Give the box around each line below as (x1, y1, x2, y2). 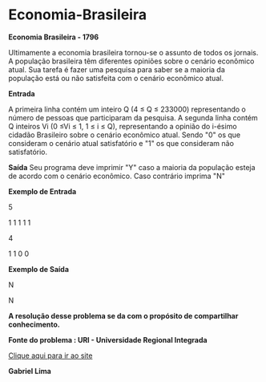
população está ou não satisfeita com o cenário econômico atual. (8, 73, 224, 83)
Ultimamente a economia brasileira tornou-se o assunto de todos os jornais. (8, 47, 259, 57)
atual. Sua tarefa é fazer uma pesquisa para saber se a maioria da (8, 64, 226, 74)
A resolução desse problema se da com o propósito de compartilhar (8, 311, 239, 320)
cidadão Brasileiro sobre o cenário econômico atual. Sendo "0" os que (8, 130, 241, 140)
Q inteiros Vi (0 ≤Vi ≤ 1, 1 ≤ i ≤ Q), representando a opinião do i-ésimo (8, 121, 238, 131)
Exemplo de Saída (8, 264, 70, 274)
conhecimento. (8, 319, 60, 329)
